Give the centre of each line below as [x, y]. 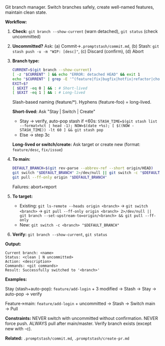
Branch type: [26, 61]
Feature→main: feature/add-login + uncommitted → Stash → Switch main [80, 303]
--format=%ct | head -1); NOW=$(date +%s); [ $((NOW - [77, 126]
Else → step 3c [35, 135]
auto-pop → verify [24, 294]
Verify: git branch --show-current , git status [60, 234]
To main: [21, 159]
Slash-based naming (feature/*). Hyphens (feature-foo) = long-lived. [82, 102]
